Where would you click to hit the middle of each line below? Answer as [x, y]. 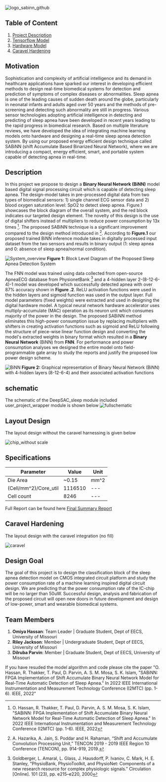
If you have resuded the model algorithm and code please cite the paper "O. [82, 667]
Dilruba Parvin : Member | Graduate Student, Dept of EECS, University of [86, 653]
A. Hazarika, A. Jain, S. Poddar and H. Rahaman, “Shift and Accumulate [85, 739]
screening [15, 110]
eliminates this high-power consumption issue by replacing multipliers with [81, 321]
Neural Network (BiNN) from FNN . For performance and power [70, 342]
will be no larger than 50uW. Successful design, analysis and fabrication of [81, 594]
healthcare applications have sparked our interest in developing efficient [79, 83]
